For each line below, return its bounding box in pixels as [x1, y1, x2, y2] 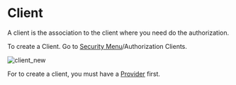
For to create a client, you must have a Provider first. [7, 69, 161, 78]
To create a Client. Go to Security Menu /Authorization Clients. [7, 42, 188, 50]
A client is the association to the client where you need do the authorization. [7, 28, 229, 37]
